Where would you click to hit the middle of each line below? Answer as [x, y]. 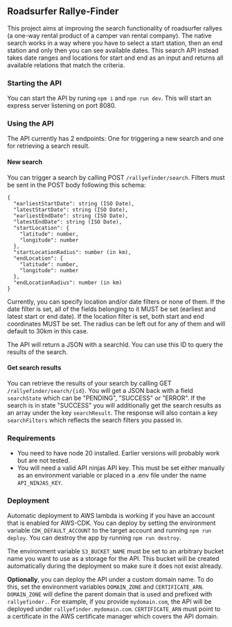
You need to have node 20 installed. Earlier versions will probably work [118, 453]
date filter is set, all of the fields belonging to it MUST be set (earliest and [111, 309]
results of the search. [37, 352]
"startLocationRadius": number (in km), [72, 252]
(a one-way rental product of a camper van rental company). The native [109, 35]
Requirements [32, 438]
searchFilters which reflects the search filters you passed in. [95, 420]
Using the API [30, 124]
